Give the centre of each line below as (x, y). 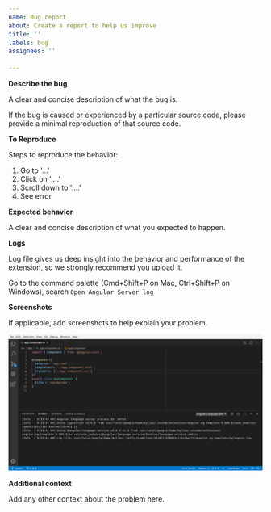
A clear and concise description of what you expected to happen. (117, 227)
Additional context (40, 483)
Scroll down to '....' (51, 187)
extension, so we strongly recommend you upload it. (96, 267)
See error (36, 196)
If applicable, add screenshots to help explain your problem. (108, 323)
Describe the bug (38, 84)
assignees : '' (32, 51)
